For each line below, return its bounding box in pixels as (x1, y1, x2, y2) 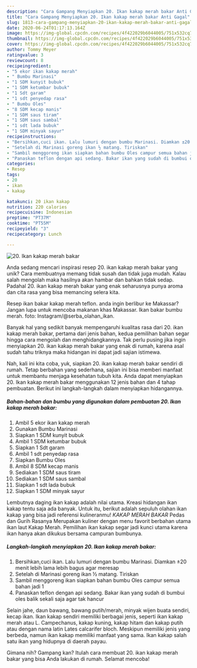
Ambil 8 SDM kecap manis (15, 463, 79, 470)
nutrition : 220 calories (6, 204, 67, 210)
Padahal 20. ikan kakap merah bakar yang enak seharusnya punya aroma (6, 282, 184, 290)
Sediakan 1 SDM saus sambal (15, 475, 87, 482)
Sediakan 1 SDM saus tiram (15, 469, 81, 476)
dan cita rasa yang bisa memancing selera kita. (6, 288, 120, 295)
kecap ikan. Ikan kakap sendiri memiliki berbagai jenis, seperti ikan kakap (6, 612, 184, 620)
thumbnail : (6, 36, 33, 42)
